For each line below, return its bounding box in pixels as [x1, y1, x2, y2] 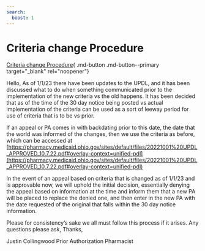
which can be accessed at [6, 137, 73, 144]
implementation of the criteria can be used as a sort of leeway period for [6, 105, 189, 113]
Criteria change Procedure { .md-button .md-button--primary [6, 61, 160, 69]
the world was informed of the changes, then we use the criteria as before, [6, 130, 195, 138]
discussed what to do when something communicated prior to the [6, 86, 173, 94]
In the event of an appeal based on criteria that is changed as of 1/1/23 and [6, 175, 195, 182]
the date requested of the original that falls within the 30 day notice [6, 201, 176, 208]
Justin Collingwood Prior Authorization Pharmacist [6, 238, 133, 245]
